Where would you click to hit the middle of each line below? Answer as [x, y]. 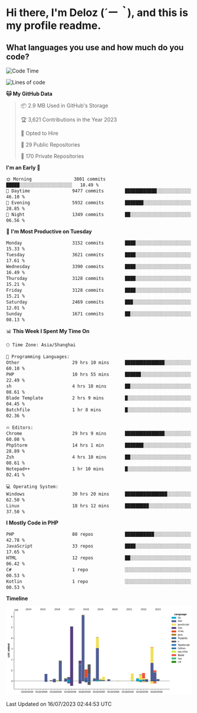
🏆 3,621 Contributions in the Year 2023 [69, 120]
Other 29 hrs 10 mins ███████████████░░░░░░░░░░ [99, 363]
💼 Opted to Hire [40, 133]
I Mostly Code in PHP [32, 523]
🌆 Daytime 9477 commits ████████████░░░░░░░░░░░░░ [99, 191]
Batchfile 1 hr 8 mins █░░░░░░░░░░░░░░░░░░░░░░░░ [99, 410]
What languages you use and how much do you [95, 48]
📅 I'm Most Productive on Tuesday [49, 231]
